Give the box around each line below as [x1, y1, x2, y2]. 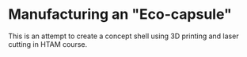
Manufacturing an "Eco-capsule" [8, 5, 232, 23]
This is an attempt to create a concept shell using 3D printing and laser [8, 31, 239, 41]
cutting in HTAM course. [8, 39, 88, 48]
